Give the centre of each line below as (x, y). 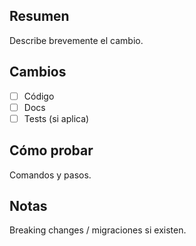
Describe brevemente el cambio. (76, 40)
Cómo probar (51, 150)
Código (39, 96)
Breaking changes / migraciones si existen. (98, 230)
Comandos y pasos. (50, 175)
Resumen (39, 16)
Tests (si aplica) (56, 118)
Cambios (38, 72)
